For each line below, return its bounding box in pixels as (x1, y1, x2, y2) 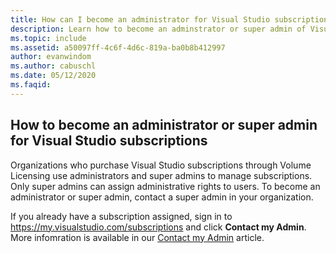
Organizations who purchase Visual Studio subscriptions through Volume (10, 159, 312, 171)
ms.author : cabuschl (10, 61, 97, 71)
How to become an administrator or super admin (10, 117, 318, 134)
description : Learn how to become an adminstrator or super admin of (10, 24, 307, 34)
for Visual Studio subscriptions (10, 132, 208, 150)
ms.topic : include (10, 33, 87, 43)
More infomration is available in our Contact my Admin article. (10, 231, 265, 243)
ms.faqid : (10, 80, 52, 90)
